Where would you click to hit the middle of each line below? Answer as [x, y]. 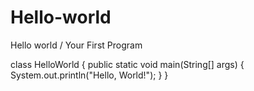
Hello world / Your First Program [76, 45]
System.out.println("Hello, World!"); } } [89, 75]
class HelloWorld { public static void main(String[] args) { [127, 64]
